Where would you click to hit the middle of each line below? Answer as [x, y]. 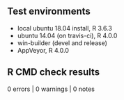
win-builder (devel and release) [62, 43]
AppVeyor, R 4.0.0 [43, 50]
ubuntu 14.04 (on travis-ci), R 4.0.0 [67, 35]
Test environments [49, 11]
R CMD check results [54, 72]
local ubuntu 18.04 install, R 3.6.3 [65, 28]
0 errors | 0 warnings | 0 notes [51, 89]
